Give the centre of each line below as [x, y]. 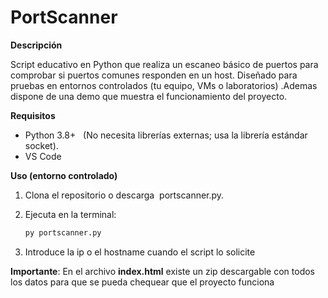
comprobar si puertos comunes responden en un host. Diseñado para [154, 75]
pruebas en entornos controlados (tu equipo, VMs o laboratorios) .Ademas [164, 85]
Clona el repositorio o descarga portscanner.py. [124, 195]
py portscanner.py [63, 232]
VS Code [43, 156]
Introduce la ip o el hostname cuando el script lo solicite [140, 252]
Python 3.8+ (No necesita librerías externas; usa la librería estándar [166, 135]
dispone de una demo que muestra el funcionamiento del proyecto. [149, 96]
